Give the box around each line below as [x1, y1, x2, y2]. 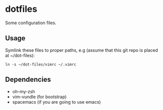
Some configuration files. [5, 20, 57, 26]
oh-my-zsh [12, 88, 36, 94]
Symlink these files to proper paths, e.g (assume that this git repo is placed [5, 47, 159, 53]
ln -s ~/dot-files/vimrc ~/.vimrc [5, 62, 77, 67]
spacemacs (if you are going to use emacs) [12, 99, 101, 105]
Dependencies [5, 75, 51, 84]
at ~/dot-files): [5, 52, 35, 58]
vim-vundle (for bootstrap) [12, 94, 67, 100]
